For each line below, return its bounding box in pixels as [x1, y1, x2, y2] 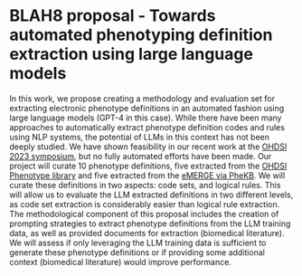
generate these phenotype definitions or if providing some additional [9, 246, 265, 258]
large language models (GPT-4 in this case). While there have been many [9, 112, 282, 123]
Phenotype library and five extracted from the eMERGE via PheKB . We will [9, 169, 286, 181]
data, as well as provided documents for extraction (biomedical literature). [9, 227, 285, 238]
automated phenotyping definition [9, 24, 273, 45]
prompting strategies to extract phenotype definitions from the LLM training [9, 218, 291, 229]
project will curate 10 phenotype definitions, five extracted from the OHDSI [9, 160, 288, 171]
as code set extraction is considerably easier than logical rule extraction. [9, 198, 280, 209]
